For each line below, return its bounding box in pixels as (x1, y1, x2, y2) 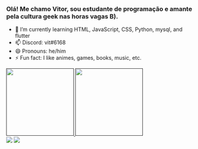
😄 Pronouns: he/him (14, 47, 66, 55)
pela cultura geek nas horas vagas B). (6, 12, 118, 20)
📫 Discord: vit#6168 (14, 39, 66, 46)
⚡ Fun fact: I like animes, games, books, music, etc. (14, 54, 142, 62)
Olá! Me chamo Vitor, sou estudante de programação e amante (6, 5, 193, 13)
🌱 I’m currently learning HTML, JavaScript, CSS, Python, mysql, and (14, 26, 183, 33)
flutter (14, 32, 31, 39)
